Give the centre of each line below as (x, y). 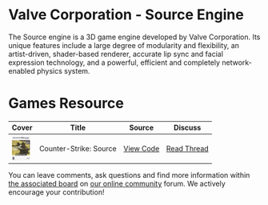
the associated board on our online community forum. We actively (117, 184)
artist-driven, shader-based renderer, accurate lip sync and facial (116, 54)
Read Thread (188, 148)
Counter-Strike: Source (78, 148)
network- (237, 62)
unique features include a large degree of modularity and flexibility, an (124, 45)
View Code (142, 148)
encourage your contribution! (56, 192)
